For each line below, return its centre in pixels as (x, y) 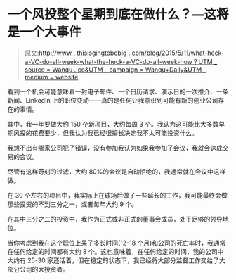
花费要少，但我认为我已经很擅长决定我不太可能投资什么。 (114, 133)
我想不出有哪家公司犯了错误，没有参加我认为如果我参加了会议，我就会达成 (115, 148)
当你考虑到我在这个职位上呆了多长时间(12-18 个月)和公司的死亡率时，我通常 (117, 243)
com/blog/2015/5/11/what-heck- (178, 53)
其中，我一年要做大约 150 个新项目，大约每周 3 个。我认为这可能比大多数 (113, 124)
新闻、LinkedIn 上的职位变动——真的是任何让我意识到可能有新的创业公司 (113, 100)
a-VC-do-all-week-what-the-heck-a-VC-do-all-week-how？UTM (118, 61)
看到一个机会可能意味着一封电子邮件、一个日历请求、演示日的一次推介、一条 (118, 91)
